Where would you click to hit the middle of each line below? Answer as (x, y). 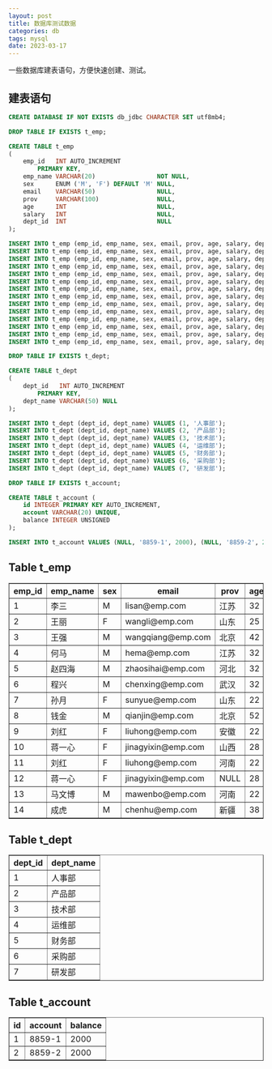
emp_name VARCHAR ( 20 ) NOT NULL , (106, 177)
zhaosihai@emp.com (165, 668)
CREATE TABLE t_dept (43, 371)
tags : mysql (28, 38)
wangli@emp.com (159, 621)
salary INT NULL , (99, 214)
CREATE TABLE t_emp (41, 147)
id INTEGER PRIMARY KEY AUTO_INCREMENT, (92, 505)
